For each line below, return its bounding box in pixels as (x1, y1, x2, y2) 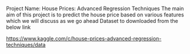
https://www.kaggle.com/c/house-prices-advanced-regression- (6, 35, 162, 42)
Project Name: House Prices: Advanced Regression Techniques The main (6, 5, 184, 12)
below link (6, 23, 31, 31)
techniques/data (6, 41, 46, 48)
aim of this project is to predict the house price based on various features (6, 11, 184, 18)
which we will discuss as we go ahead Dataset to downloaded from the (6, 18, 178, 24)
